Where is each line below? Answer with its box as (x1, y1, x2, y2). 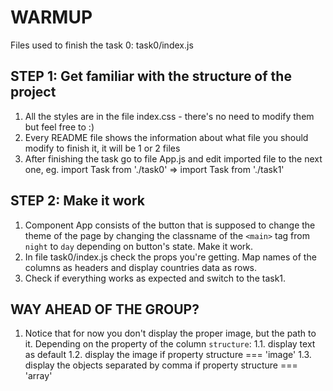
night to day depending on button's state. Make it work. (24, 240, 254, 252)
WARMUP (10, 6, 93, 29)
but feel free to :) (24, 121, 95, 133)
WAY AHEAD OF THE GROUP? (10, 301, 200, 318)
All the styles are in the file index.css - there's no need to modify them (24, 110, 315, 122)
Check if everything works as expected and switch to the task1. (24, 272, 287, 284)
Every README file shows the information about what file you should (24, 131, 309, 143)
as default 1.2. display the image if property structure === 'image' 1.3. (24, 349, 312, 361)
